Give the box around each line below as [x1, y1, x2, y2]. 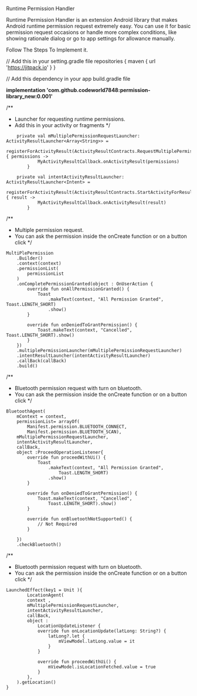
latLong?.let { [47, 633, 85, 639]
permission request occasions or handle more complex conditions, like [6, 29, 177, 36]
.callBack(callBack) [16, 358, 67, 364]
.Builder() [16, 255, 43, 261]
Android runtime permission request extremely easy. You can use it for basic [6, 23, 191, 29]
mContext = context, [16, 414, 67, 419]
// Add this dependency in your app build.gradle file [6, 76, 131, 82]
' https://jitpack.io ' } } [6, 64, 56, 71]
